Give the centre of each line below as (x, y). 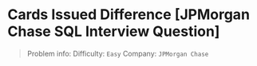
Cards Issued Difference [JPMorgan (129, 15)
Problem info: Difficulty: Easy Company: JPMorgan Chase (118, 53)
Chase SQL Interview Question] (114, 31)
